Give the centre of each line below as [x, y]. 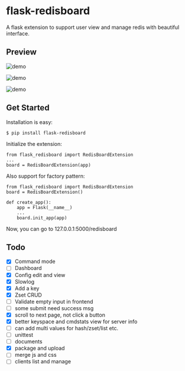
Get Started [28, 108]
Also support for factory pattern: [46, 176]
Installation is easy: [30, 122]
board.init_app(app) [42, 218]
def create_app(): [29, 202]
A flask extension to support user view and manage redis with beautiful [93, 27]
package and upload [40, 348]
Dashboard [28, 268]
